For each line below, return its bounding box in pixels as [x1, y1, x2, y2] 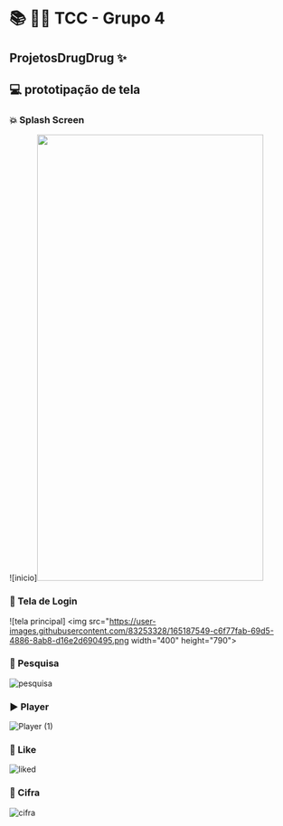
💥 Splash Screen [9, 113, 85, 126]
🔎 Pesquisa [9, 657, 60, 670]
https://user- [108, 615, 156, 626]
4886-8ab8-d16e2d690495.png [9, 634, 129, 645]
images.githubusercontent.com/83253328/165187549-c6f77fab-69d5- [9, 625, 274, 636]
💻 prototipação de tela [9, 81, 141, 97]
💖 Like [9, 744, 37, 756]
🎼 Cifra [9, 786, 41, 799]
